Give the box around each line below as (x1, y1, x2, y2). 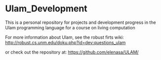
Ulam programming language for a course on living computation (5, 24, 135, 30)
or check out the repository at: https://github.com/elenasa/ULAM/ (5, 49, 139, 55)
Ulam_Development (5, 3, 87, 14)
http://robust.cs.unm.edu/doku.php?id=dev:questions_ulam (5, 39, 126, 45)
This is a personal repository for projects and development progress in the (5, 19, 157, 25)
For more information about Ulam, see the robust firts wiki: (5, 34, 124, 40)
